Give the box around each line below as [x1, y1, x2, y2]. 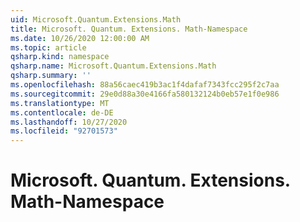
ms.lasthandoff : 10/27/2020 [10, 117, 128, 127]
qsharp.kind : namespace [10, 52, 110, 62]
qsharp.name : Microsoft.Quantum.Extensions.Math [10, 61, 217, 71]
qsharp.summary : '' [10, 71, 92, 81]
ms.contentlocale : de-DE [10, 107, 114, 118]
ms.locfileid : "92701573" [10, 126, 118, 136]
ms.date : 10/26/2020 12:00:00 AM [10, 33, 150, 43]
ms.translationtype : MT [10, 98, 110, 108]
